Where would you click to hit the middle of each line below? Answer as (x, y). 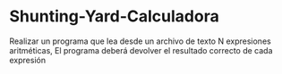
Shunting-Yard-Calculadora (114, 16)
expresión (28, 60)
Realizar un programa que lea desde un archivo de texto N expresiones (140, 41)
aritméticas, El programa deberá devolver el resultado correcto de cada (141, 50)
